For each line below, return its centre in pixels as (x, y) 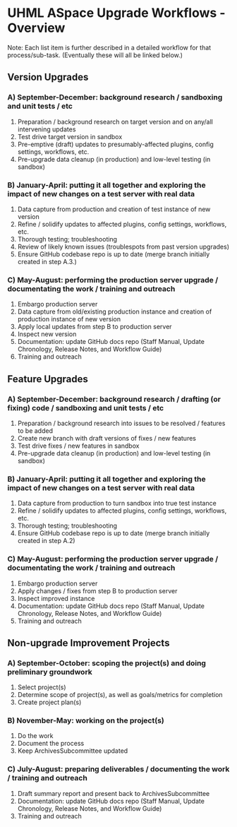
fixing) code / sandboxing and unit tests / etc (86, 407)
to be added (35, 430)
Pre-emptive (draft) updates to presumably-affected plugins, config (115, 144)
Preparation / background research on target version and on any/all (115, 121)
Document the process (51, 744)
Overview (36, 28)
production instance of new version (69, 319)
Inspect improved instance (56, 598)
